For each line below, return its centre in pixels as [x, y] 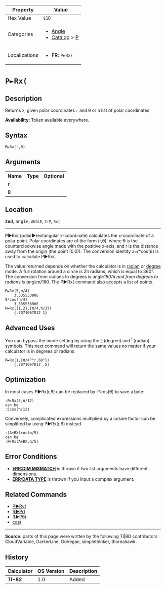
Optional [54, 176]
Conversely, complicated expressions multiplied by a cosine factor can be [80, 418]
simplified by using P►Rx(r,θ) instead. [44, 424]
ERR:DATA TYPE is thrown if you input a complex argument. [73, 479]
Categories [21, 34]
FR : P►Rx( [62, 55]
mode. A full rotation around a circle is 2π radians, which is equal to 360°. [80, 272]
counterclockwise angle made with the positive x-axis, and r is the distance [82, 246]
